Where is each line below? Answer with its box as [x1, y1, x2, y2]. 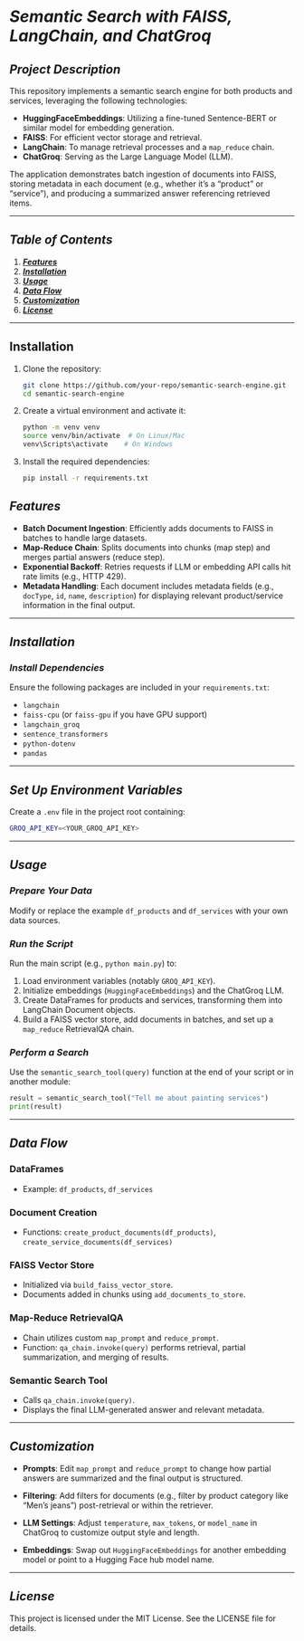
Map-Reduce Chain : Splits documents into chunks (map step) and [22, 541, 271, 553]
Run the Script [9, 937, 74, 949]
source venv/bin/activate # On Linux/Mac [22, 432, 185, 441]
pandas [22, 749, 48, 758]
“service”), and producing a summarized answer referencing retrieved [9, 188, 271, 198]
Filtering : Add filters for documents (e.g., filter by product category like [22, 1490, 289, 1501]
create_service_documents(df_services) [22, 1238, 174, 1247]
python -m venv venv [22, 423, 100, 432]
